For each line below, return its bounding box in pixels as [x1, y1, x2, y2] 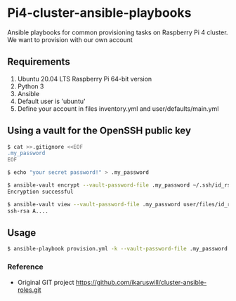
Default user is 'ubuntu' [17, 97, 86, 105]
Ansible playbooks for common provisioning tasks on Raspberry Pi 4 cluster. [7, 28, 228, 36]
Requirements [7, 56, 70, 68]
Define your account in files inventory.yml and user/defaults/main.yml [17, 104, 219, 113]
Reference [7, 262, 44, 272]
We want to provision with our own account [7, 35, 133, 44]
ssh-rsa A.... [7, 207, 49, 215]
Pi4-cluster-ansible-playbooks [7, 5, 192, 21]
